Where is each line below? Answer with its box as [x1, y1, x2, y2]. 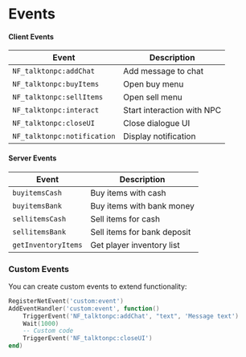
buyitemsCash [12, 188, 63, 197]
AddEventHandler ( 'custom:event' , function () [8, 304, 160, 313]
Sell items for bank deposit [90, 226, 191, 237]
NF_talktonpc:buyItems [12, 79, 99, 89]
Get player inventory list [90, 239, 180, 250]
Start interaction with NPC [123, 105, 222, 116]
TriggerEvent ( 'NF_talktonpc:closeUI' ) [23, 335, 153, 343]
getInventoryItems [12, 240, 83, 249]
